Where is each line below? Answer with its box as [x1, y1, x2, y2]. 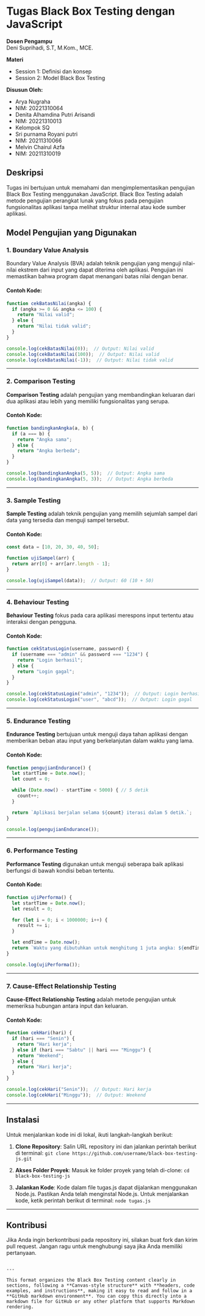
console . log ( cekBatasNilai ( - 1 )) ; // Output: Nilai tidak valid [6, 357, 173, 363]
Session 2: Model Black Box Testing [15, 74, 106, 81]
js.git [15, 1156, 32, 1162]
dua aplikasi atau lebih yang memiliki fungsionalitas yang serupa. [6, 397, 170, 405]
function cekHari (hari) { [6, 1030, 72, 1036]
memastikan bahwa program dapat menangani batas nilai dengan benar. [6, 273, 188, 280]
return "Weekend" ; [17, 1052, 64, 1059]
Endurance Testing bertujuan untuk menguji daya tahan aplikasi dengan [6, 731, 188, 738]
